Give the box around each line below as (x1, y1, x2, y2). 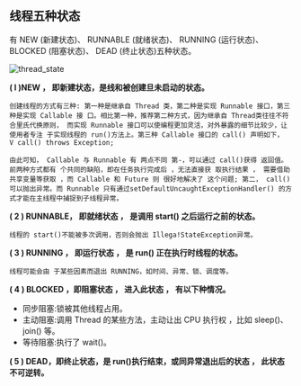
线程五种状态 (9, 8, 81, 24)
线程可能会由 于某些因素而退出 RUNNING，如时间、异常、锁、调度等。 (9, 266, 234, 276)
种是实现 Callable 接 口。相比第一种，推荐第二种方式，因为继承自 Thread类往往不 (9, 111, 283, 120)
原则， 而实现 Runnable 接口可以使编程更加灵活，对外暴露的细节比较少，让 (42, 121, 288, 130)
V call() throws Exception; (9, 138, 115, 147)
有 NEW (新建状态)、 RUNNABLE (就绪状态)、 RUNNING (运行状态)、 (9, 34, 263, 45)
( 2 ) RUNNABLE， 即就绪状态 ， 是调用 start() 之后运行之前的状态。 (9, 211, 261, 221)
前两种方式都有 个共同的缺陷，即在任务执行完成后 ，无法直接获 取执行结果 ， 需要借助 (9, 165, 290, 174)
